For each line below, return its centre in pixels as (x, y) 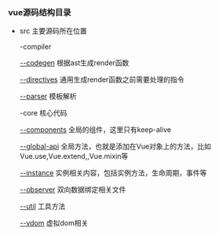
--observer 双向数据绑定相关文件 (73, 189)
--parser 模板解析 (48, 97)
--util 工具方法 (42, 207)
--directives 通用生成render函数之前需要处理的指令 (102, 79)
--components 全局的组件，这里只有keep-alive (95, 130)
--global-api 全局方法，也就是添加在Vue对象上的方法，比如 (115, 146)
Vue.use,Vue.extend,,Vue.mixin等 (74, 156)
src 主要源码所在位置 (53, 31)
